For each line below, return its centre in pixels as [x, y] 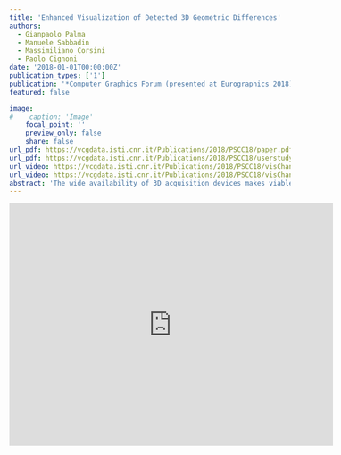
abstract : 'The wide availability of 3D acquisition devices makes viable [151, 183]
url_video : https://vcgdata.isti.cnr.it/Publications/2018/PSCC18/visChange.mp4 [163, 175]
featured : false [39, 92]
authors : [25, 26]
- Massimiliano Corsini [61, 51]
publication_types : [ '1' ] [57, 76]
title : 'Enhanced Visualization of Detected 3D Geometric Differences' [145, 17]
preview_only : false [63, 133]
